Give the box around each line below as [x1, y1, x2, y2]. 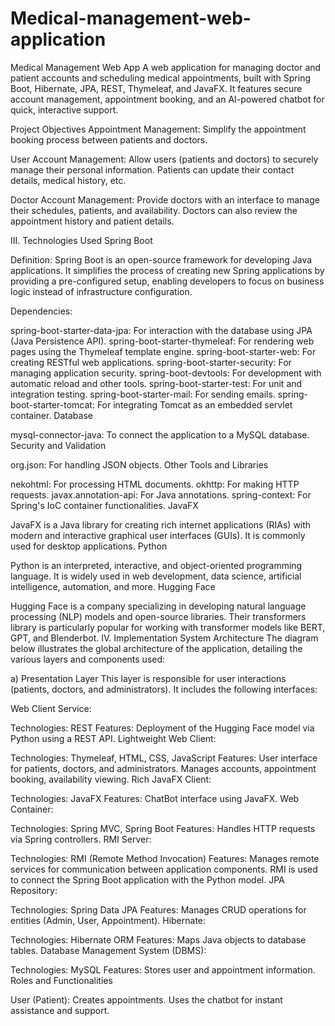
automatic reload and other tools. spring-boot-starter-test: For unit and [10, 377, 303, 389]
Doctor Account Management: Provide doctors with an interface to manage [10, 193, 320, 206]
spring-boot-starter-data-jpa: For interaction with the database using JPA [10, 324, 313, 336]
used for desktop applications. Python [10, 540, 168, 552]
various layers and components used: [10, 653, 166, 665]
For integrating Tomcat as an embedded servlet [96, 398, 293, 411]
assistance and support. [10, 1004, 110, 1016]
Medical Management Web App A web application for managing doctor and [10, 61, 322, 73]
